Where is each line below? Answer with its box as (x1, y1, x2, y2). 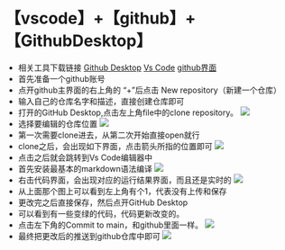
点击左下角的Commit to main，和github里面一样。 (17, 219, 204, 230)
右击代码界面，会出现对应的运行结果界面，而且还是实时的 (17, 174, 232, 185)
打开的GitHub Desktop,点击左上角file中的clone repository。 (17, 107, 239, 118)
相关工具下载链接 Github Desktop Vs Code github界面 (17, 62, 217, 73)
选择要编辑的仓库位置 (17, 118, 97, 129)
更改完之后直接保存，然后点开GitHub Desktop (17, 197, 188, 208)
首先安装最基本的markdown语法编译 (17, 163, 153, 174)
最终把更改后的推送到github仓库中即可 (17, 230, 161, 241)
